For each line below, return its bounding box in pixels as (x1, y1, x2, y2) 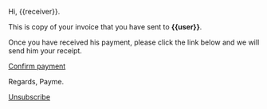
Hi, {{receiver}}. (8, 7, 61, 16)
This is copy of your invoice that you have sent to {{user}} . (8, 22, 202, 31)
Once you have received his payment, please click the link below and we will (8, 37, 260, 47)
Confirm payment (8, 61, 66, 71)
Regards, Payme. (8, 77, 65, 86)
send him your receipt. (8, 46, 82, 55)
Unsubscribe (8, 92, 50, 102)
